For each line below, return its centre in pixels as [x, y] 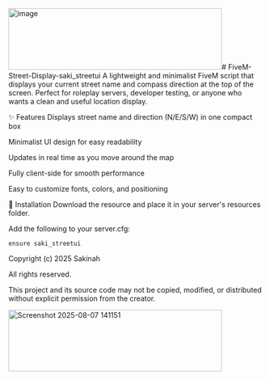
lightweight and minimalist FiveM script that [181, 76]
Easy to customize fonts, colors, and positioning [88, 189]
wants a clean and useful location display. [78, 101]
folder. [19, 213]
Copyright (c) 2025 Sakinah [55, 258]
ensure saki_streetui [45, 243]
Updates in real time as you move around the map [91, 157]
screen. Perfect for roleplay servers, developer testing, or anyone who [125, 93]
